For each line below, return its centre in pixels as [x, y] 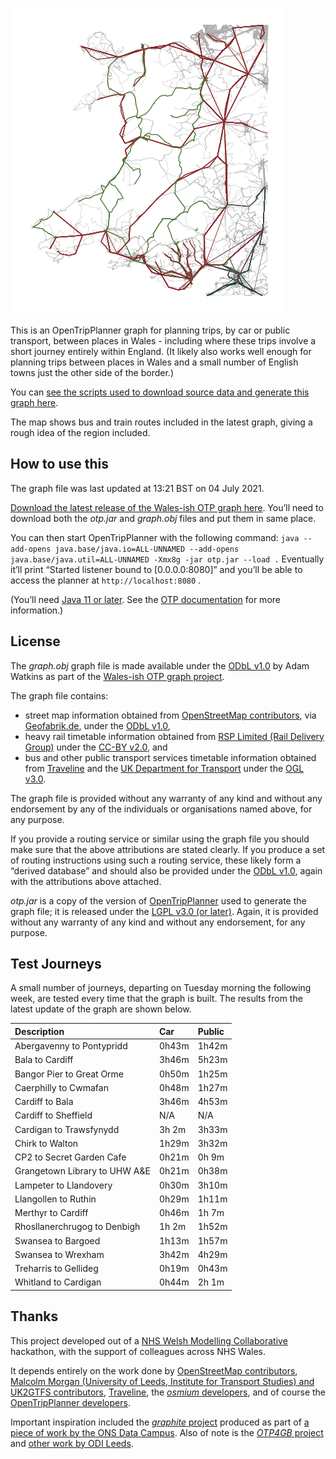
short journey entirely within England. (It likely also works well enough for [161, 351]
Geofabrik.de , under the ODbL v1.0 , [97, 725]
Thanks [34, 1316]
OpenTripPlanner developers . [70, 1402]
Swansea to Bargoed [57, 1240]
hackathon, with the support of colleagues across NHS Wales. [138, 1351]
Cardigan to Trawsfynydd [67, 1129]
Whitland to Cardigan [58, 1282]
